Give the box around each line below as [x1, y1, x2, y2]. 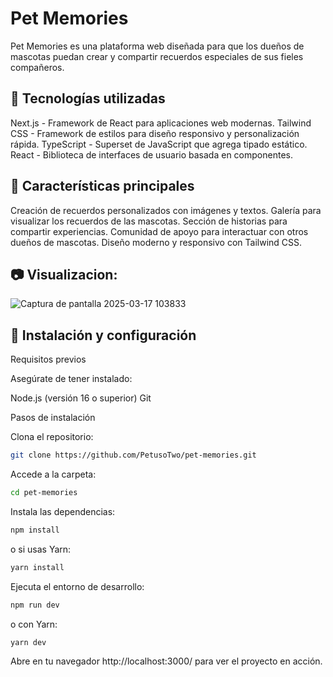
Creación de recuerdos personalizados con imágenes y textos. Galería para [10, 204, 322, 216]
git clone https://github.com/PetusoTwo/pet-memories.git [10, 450, 257, 461]
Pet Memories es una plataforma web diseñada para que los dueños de [10, 40, 305, 52]
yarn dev [10, 637, 47, 647]
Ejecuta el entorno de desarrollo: [10, 580, 145, 592]
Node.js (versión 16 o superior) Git [10, 392, 152, 404]
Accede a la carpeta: [10, 468, 97, 481]
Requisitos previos [10, 353, 87, 366]
